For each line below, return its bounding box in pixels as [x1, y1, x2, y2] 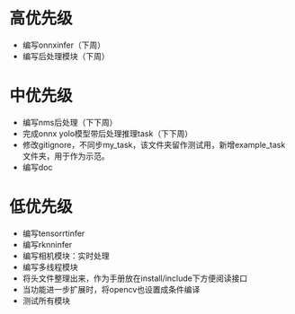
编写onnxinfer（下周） [22, 39, 106, 50]
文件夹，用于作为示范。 [22, 150, 110, 161]
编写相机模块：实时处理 [22, 250, 110, 261]
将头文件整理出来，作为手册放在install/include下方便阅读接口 [22, 273, 248, 283]
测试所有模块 [22, 295, 70, 306]
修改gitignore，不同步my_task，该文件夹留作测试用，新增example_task [22, 139, 286, 150]
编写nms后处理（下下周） [22, 117, 118, 127]
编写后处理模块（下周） [22, 50, 110, 61]
